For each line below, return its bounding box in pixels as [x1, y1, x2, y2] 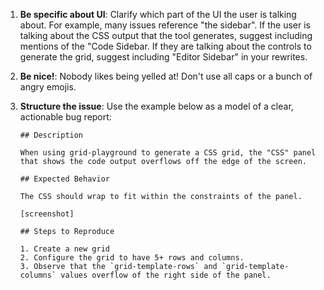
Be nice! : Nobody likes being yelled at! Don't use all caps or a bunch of [19, 70, 313, 82]
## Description [19, 130, 84, 140]
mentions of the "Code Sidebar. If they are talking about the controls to [19, 40, 312, 52]
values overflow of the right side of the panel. [60, 270, 272, 280]
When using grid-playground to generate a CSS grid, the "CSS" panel [19, 148, 317, 158]
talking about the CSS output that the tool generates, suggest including [19, 30, 313, 41]
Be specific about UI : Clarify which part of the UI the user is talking [19, 9, 297, 20]
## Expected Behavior [19, 174, 110, 184]
